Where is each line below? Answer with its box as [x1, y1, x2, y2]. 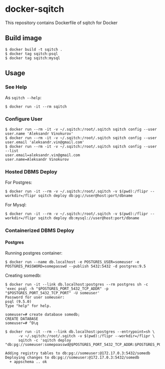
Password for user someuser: [5, 295, 65, 300]
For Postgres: [5, 179, 32, 185]
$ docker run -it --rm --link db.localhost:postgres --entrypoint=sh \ [5, 329, 155, 335]
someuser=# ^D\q [5, 321, 38, 326]
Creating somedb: [5, 273, 42, 279]
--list [5, 148, 19, 153]
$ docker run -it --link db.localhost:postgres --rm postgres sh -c [5, 282, 148, 287]
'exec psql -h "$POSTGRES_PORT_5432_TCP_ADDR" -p [5, 286, 109, 291]
